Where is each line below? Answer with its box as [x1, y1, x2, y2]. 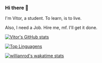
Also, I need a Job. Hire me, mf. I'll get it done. [5, 25, 98, 31]
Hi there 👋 [5, 4, 29, 11]
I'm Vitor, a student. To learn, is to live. [5, 16, 82, 21]
